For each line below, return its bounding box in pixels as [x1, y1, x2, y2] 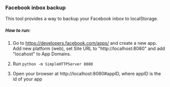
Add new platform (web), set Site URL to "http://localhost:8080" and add [12, 45, 165, 52]
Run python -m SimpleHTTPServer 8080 [12, 61, 93, 67]
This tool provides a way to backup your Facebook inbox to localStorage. [5, 16, 159, 22]
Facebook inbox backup [5, 4, 66, 11]
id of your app [12, 76, 42, 82]
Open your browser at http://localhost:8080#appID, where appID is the [12, 71, 161, 77]
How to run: [5, 27, 31, 33]
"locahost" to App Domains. [12, 51, 71, 57]
